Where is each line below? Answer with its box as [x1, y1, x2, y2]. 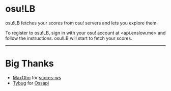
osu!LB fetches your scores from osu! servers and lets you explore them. [5, 20, 158, 26]
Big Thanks [5, 58, 54, 69]
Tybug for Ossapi [12, 80, 49, 86]
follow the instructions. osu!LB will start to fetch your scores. [5, 35, 132, 41]
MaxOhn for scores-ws [12, 74, 62, 80]
